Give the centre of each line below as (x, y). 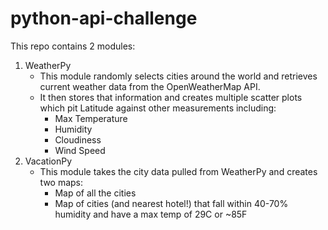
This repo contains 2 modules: (73, 46)
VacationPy (48, 161)
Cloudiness (78, 139)
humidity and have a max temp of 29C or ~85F (151, 214)
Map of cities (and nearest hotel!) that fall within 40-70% (171, 203)
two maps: (61, 182)
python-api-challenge (104, 18)
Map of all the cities (95, 193)
